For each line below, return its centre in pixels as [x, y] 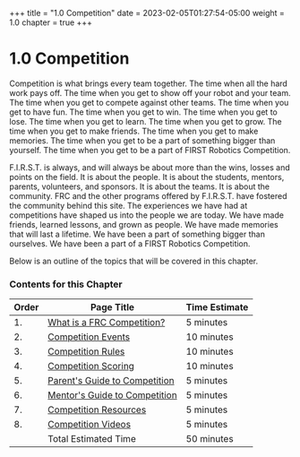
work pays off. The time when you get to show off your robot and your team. [150, 92]
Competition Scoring [91, 366]
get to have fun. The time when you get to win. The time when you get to [143, 112]
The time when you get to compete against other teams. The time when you [149, 102]
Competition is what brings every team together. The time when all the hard [149, 83]
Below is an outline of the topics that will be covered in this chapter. [134, 261]
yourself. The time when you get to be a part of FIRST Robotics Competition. [150, 150]
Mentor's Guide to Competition [112, 395]
